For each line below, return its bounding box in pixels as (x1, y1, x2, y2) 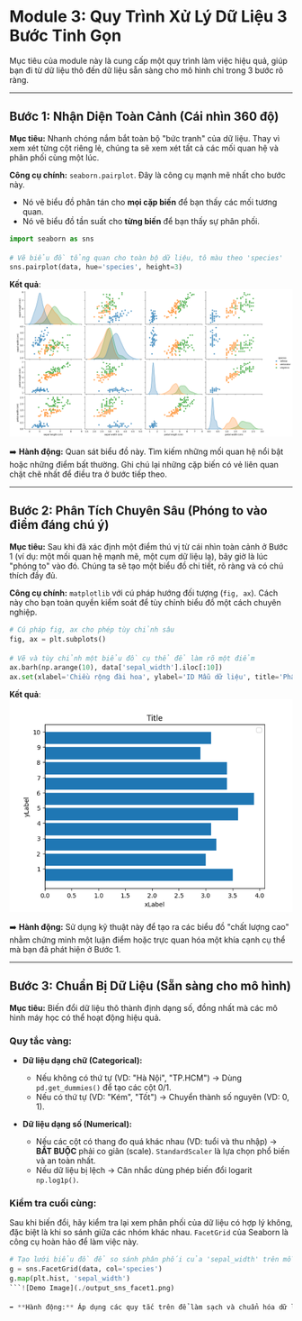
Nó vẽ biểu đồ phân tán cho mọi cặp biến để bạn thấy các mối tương (22, 196, 278, 207)
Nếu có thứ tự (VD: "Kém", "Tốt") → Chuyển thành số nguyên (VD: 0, (35, 1092, 289, 1103)
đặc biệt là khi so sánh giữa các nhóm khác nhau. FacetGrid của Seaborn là (9, 1227, 289, 1238)
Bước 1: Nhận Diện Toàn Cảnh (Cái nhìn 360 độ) (9, 109, 280, 124)
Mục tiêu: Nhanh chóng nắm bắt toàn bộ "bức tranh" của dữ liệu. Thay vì (9, 132, 280, 143)
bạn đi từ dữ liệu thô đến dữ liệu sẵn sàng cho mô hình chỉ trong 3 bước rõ (9, 65, 284, 76)
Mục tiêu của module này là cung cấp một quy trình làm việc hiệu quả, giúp (9, 55, 288, 66)
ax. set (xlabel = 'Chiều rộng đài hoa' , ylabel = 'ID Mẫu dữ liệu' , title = (9, 673, 280, 682)
